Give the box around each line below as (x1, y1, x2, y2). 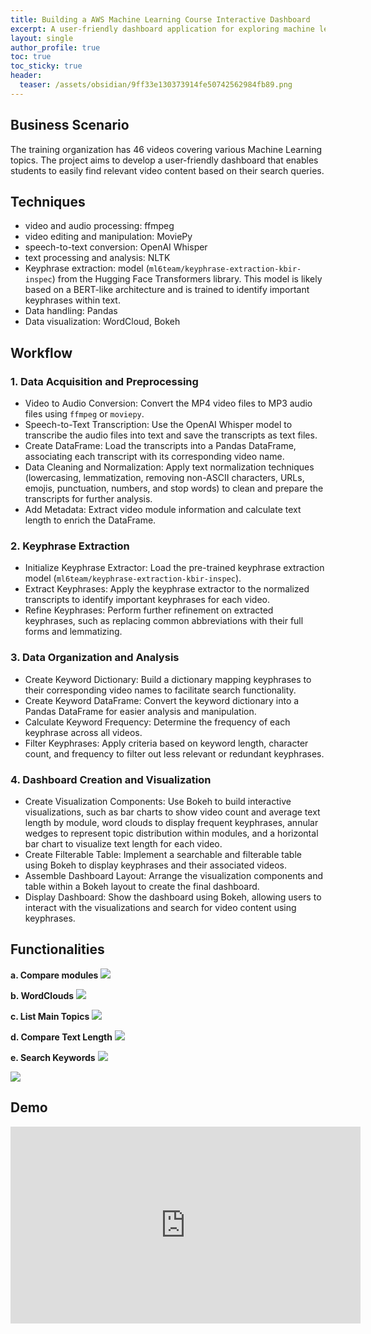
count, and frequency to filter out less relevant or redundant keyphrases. (24, 747, 325, 760)
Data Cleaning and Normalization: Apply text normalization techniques (24, 461, 315, 473)
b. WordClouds (10, 989, 75, 1001)
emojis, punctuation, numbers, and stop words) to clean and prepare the (24, 482, 324, 495)
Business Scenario (10, 117, 130, 134)
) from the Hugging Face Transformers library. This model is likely (51, 273, 323, 285)
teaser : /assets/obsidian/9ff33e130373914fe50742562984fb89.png (19, 80, 293, 90)
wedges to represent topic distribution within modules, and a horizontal (24, 827, 319, 839)
